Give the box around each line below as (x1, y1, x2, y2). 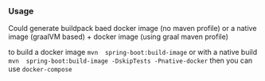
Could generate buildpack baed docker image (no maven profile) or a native (8, 24, 257, 33)
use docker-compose (8, 64, 73, 74)
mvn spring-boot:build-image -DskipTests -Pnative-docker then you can (8, 56, 253, 65)
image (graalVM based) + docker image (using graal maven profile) (8, 32, 229, 41)
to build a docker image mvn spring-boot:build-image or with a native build (8, 48, 258, 57)
